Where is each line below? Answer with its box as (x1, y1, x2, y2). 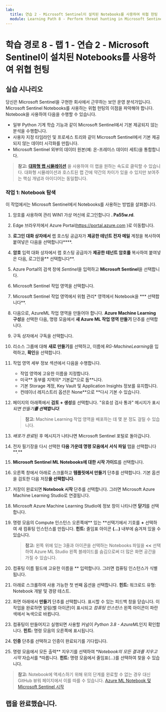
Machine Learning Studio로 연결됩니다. (12, 492, 90, 498)
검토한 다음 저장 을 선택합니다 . (18, 475, 75, 481)
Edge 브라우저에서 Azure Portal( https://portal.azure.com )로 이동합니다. (12, 222, 155, 228)
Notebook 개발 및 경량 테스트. (12, 588, 71, 594)
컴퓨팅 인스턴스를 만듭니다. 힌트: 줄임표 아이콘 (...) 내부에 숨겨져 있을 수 (23, 525, 161, 531)
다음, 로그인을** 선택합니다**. (18, 255, 75, 262)
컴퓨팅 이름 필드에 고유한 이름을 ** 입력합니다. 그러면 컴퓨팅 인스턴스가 (12, 565, 149, 571)
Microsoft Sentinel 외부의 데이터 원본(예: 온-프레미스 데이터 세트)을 (12, 147, 143, 153)
